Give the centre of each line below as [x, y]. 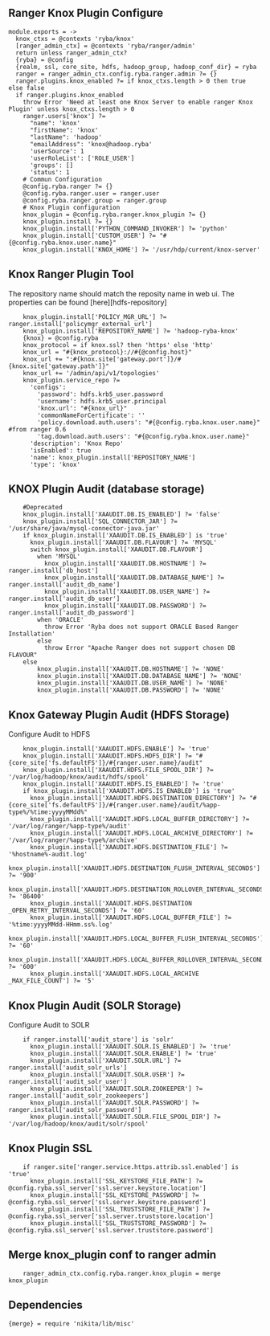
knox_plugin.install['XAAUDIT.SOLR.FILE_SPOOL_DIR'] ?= [125, 1117]
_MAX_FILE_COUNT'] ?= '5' [51, 981]
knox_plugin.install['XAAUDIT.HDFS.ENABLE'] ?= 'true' [117, 749]
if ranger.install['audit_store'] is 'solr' [98, 1040]
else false [27, 88]
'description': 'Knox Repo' [77, 443]
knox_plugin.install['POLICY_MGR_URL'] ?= [95, 317]
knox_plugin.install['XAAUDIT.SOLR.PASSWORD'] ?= [114, 1103]
